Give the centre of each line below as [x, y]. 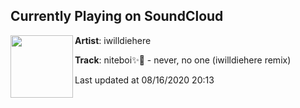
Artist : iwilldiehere [113, 40]
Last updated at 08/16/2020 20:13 [144, 80]
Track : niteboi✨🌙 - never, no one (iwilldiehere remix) [183, 60]
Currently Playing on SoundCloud [117, 16]
